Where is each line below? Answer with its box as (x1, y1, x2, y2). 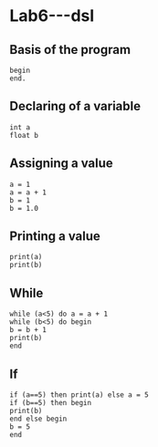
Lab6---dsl (9, 5, 95, 26)
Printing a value (9, 229, 100, 244)
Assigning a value (9, 156, 114, 172)
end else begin (9, 414, 68, 424)
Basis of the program (9, 42, 131, 57)
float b (9, 130, 39, 140)
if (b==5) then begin (9, 399, 92, 408)
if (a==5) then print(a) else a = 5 (9, 390, 149, 400)
